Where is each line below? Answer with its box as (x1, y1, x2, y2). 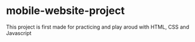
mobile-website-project (6, 4, 125, 17)
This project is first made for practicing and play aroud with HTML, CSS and (6, 23, 190, 30)
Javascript (6, 29, 32, 36)
